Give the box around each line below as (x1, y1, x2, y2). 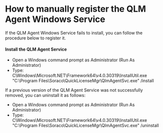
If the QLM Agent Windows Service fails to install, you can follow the (5, 30, 143, 36)
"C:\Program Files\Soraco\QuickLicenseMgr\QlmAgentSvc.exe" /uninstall (12, 123, 159, 129)
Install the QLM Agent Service (5, 46, 67, 52)
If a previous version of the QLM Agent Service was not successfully (5, 87, 143, 93)
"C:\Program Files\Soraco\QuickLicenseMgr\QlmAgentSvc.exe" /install (12, 78, 154, 84)
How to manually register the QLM (5, 3, 146, 15)
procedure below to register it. (5, 35, 66, 41)
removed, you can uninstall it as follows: (5, 93, 86, 98)
